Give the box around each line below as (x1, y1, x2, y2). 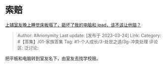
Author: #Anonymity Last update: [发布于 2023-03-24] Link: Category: (17, 32, 162, 38)
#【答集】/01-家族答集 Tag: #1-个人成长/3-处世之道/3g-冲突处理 (17, 38, 148, 45)
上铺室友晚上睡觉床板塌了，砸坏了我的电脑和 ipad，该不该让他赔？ (5, 22, 141, 28)
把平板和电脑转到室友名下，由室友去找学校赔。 (5, 55, 101, 61)
